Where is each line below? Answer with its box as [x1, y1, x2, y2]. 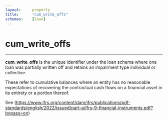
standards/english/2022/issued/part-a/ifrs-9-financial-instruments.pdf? [5, 105, 153, 111]
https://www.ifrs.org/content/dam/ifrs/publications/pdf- [15, 100, 131, 106]
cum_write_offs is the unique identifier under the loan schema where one [5, 59, 157, 65]
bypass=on [5, 110, 28, 116]
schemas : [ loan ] [5, 16, 46, 21]
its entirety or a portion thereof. [5, 90, 69, 96]
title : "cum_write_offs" [5, 12, 68, 17]
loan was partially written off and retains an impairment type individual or [5, 64, 156, 70]
